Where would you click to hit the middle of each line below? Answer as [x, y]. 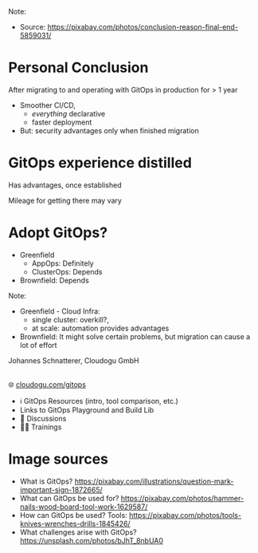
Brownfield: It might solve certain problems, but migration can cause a [135, 336]
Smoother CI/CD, [47, 105]
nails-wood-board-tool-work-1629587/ [84, 507]
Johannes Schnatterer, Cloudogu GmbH [74, 360]
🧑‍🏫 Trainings [41, 427]
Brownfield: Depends [54, 280]
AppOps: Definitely [63, 263]
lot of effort [38, 345]
